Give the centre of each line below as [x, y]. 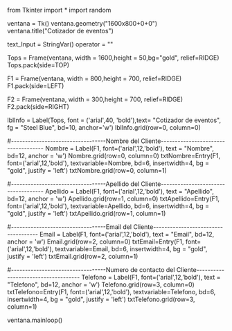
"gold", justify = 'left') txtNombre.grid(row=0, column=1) [87, 170]
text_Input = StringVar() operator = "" [60, 44]
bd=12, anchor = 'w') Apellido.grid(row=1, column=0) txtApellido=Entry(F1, [114, 198]
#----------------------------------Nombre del [73, 141]
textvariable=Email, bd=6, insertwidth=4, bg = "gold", [131, 249]
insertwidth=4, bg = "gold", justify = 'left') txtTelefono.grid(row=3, [101, 299]
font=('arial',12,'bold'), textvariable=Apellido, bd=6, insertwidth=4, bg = [108, 206]
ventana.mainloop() [35, 320]
